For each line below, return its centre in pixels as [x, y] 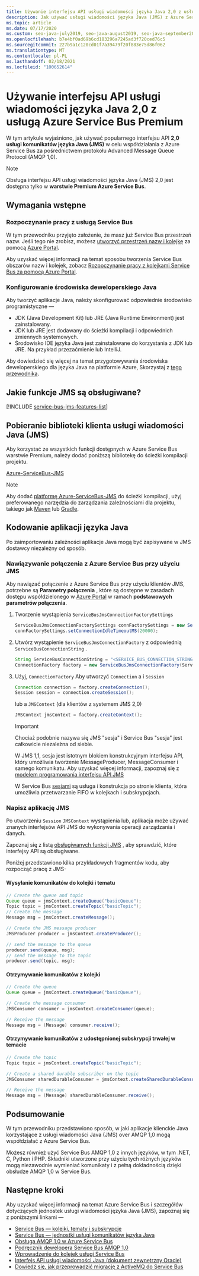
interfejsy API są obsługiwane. [43, 851]
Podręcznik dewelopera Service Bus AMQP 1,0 [71, 1247]
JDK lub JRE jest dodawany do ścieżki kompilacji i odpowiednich [94, 331]
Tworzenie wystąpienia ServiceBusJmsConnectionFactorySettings [94, 615]
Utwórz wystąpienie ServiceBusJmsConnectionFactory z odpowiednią [98, 642]
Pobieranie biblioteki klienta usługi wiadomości [95, 425]
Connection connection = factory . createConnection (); [82, 687]
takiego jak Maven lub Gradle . [42, 508]
